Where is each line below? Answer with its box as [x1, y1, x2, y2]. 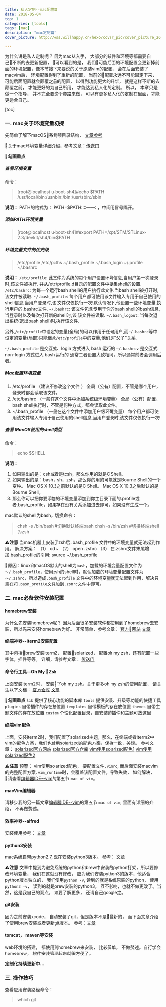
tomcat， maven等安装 [5, 932, 53, 938]
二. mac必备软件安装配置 [5, 594, 64, 601]
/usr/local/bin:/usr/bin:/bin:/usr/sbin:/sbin [17, 194, 102, 200]
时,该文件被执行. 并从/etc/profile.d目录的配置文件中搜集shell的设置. [5, 281, 142, 287]
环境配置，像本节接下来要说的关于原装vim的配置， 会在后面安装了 [13, 65, 149, 72]
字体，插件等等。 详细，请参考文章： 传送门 [5, 656, 95, 662]
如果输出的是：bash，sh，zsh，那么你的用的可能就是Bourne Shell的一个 [12, 477, 161, 483]
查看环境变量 [5, 165, 31, 171]
